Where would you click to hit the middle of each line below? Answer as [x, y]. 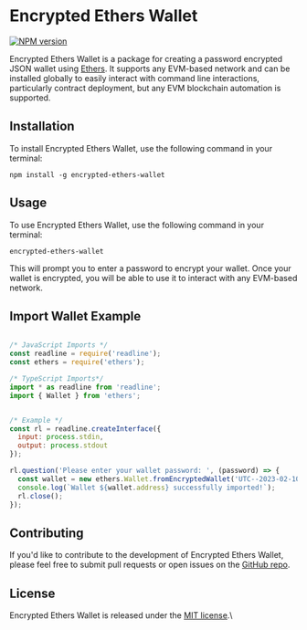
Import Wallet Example [75, 316]
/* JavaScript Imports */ [58, 345]
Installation [42, 126]
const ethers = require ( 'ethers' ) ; [77, 362]
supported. [30, 98]
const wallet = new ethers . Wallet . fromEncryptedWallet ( [126, 479]
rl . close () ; [41, 496]
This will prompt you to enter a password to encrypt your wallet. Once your [151, 268]
